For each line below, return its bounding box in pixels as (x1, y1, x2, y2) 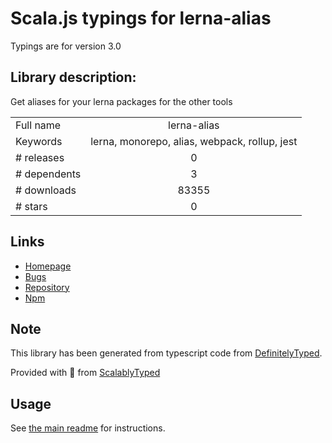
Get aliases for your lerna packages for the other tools (10, 95, 233, 107)
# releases (15, 150, 65, 164)
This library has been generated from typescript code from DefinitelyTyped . (10, 347, 323, 359)
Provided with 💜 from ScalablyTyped (10, 367, 161, 379)
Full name (15, 118, 62, 132)
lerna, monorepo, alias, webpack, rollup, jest (90, 134, 298, 148)
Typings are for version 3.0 (10, 40, 122, 52)
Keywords (15, 134, 63, 148)
